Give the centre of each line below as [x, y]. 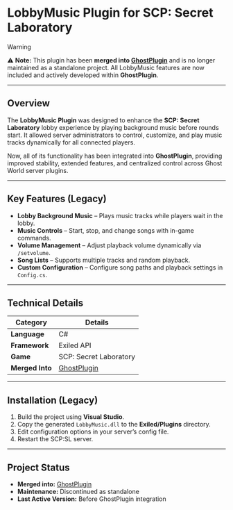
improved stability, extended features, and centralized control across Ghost [115, 163]
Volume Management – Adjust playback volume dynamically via [109, 245]
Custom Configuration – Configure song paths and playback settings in [120, 267]
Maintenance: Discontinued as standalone [78, 492]
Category [31, 322]
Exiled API [75, 345]
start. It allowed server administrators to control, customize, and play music [115, 135]
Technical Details [45, 303]
